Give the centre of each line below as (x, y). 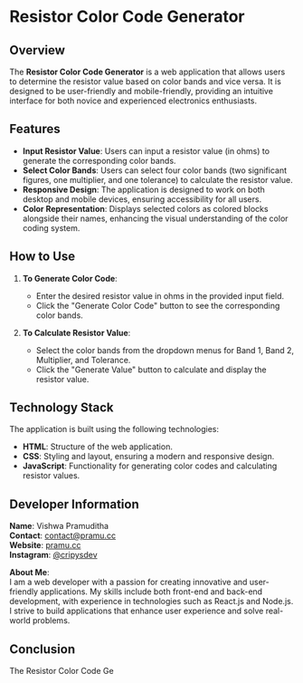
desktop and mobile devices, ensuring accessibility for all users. (142, 199)
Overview (38, 50)
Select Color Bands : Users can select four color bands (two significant (155, 170)
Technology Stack (62, 408)
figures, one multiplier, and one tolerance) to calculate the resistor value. (157, 179)
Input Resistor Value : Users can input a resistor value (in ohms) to (146, 150)
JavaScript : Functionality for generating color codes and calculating (150, 466)
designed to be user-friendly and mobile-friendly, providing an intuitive (142, 91)
